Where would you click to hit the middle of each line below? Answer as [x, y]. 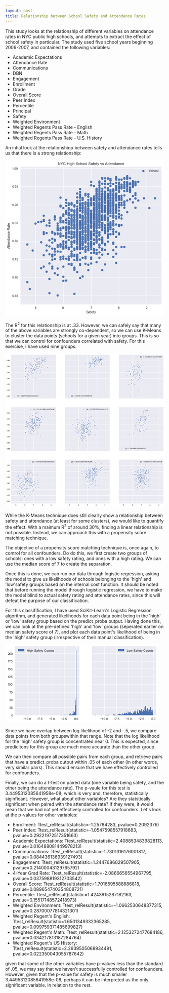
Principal [22, 111]
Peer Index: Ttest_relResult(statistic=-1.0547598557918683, [75, 830]
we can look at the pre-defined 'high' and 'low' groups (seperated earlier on [85, 626]
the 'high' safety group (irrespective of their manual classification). [75, 637]
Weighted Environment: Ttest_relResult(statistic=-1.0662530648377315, [88, 905]
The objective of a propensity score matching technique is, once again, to [82, 547]
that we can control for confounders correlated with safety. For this [75, 341]
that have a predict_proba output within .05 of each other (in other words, [82, 762]
